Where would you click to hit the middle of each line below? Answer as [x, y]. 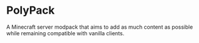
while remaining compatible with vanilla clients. [65, 33]
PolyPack [30, 10]
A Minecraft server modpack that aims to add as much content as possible [100, 27]
